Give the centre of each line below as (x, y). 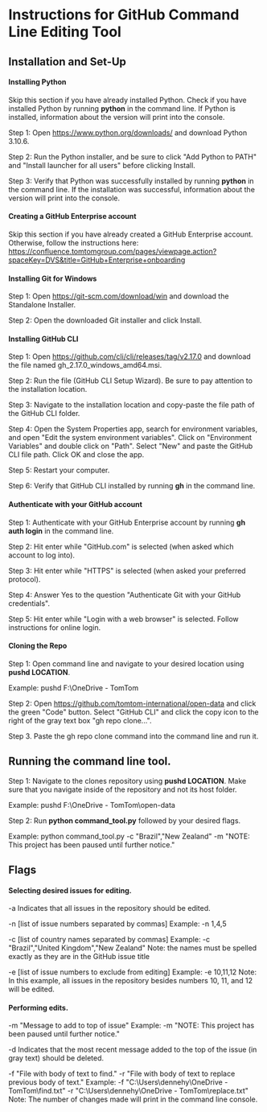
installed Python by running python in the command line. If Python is (122, 108)
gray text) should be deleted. (56, 1058)
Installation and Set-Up (68, 62)
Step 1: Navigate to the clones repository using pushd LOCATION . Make (127, 780)
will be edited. (31, 989)
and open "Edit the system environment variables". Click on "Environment (130, 438)
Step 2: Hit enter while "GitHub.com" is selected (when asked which (121, 546)
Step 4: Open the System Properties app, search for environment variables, (133, 429)
